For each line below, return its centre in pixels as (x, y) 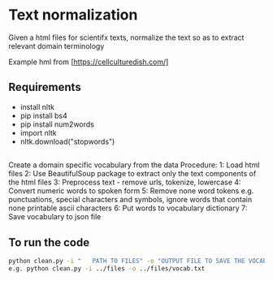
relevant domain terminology (56, 45)
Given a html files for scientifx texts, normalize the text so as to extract (126, 37)
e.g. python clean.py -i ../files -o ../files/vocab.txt (107, 268)
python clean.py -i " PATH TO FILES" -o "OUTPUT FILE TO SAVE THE (127, 261)
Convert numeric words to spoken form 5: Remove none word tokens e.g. (131, 191)
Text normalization (73, 15)
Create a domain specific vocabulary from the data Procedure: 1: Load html (134, 165)
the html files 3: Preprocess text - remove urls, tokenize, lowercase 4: (125, 182)
